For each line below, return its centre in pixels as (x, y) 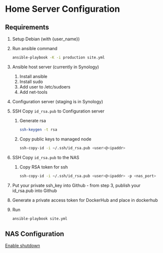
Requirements (27, 27)
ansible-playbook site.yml (40, 219)
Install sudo (31, 82)
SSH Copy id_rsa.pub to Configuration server (58, 111)
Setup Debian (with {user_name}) (46, 39)
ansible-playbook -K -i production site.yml (58, 57)
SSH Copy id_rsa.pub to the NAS (46, 157)
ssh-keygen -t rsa (38, 129)
